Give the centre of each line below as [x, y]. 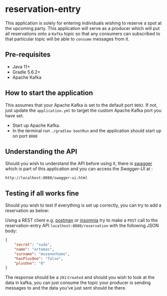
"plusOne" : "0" [30, 263]
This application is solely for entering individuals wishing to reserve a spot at [83, 23]
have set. [14, 115]
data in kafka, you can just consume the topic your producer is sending [78, 283]
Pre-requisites [28, 55]
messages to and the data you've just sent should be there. [66, 288]
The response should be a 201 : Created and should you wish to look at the [80, 278]
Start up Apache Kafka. [36, 125]
